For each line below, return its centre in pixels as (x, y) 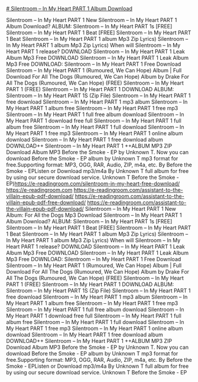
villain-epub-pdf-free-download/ (46, 203)
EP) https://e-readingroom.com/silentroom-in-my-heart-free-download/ (93, 184)
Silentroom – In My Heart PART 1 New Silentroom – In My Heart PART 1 (92, 20)
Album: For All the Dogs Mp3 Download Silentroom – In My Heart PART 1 (94, 215)
